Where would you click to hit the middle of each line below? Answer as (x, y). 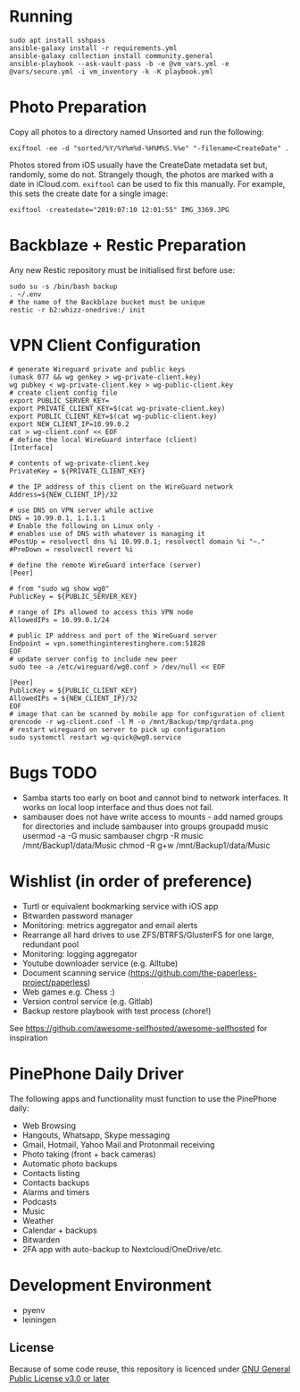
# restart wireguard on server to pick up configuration (117, 730)
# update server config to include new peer (93, 659)
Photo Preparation (78, 107)
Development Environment (110, 1285)
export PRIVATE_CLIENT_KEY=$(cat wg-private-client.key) (117, 408)
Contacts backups (56, 1183)
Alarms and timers (56, 1191)
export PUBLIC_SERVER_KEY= (59, 400)
